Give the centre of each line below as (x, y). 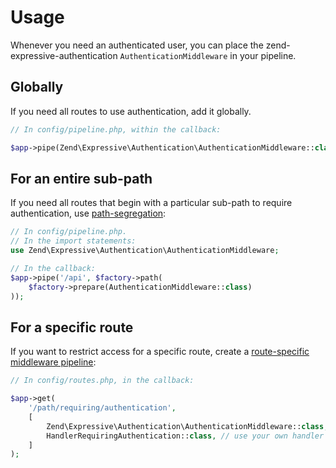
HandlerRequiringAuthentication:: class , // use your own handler (185, 436)
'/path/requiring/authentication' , (102, 408)
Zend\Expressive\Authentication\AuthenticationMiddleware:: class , (187, 426)
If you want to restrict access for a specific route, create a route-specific (160, 352)
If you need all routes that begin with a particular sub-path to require (151, 203)
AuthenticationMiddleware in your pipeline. (208, 55)
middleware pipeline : (53, 362)
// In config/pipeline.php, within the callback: (116, 129)
